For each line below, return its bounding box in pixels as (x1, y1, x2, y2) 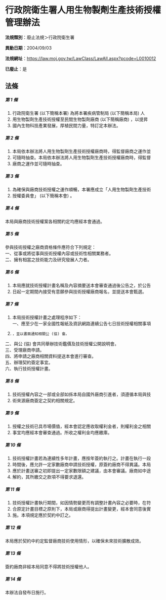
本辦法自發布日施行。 (5, 589, 48, 595)
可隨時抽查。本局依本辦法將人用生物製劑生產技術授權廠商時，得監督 (12, 154, 151, 160)
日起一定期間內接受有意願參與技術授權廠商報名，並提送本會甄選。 (12, 289, 147, 295)
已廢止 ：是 (5, 66, 27, 72)
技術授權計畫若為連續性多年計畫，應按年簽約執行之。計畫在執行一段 (12, 455, 151, 461)
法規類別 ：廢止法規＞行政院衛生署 (5, 34, 75, 40)
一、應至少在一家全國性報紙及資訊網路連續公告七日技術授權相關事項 (12, 321, 151, 327)
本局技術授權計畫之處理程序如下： (12, 314, 82, 320)
